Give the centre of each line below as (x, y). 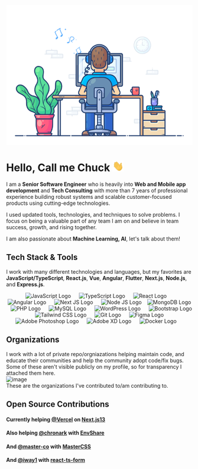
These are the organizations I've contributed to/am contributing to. (87, 385)
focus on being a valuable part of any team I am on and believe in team (92, 221)
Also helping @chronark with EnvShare (55, 433)
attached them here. (31, 373)
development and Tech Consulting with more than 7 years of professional (97, 191)
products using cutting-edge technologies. (58, 203)
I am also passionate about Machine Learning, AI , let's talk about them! (93, 239)
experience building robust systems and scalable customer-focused (89, 197)
